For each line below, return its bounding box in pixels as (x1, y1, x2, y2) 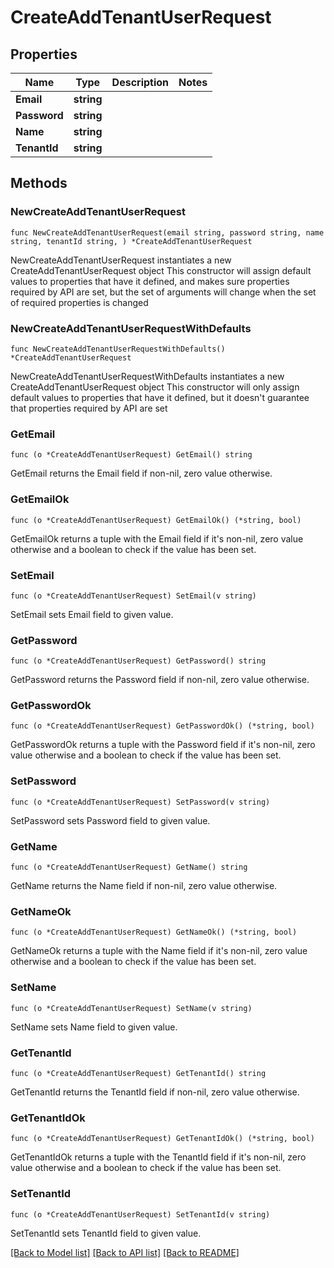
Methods (10, 175, 68, 192)
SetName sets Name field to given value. (10, 1021, 178, 1033)
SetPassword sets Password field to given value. (10, 814, 211, 826)
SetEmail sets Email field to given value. (10, 608, 174, 620)
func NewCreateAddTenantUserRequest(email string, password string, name (10, 227, 325, 238)
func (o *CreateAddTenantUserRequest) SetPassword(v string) (10, 797, 271, 807)
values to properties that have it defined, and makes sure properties (10, 275, 290, 287)
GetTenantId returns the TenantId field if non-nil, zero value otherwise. (10, 1086, 300, 1098)
